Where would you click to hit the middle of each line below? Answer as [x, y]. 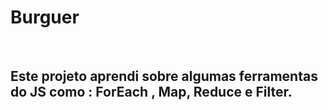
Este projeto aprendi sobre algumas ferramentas [164, 76]
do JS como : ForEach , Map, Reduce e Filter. [151, 92]
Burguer [45, 17]
